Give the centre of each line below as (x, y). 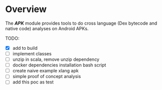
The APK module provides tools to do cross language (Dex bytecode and (81, 23)
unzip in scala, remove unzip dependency (56, 59)
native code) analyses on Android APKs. (47, 28)
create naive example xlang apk (46, 71)
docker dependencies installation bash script (59, 65)
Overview (26, 9)
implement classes (32, 54)
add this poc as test (33, 82)
